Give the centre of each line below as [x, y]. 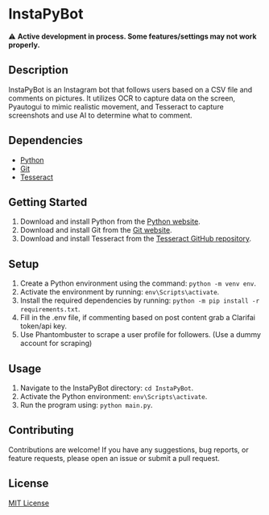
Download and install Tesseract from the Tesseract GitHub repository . [136, 239]
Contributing [41, 430]
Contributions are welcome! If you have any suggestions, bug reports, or [128, 449]
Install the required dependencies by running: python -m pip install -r [140, 301]
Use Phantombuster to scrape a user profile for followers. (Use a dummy [141, 335]
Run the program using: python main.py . [86, 405]
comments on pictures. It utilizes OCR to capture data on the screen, [122, 98]
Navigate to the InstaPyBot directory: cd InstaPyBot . [107, 388]
